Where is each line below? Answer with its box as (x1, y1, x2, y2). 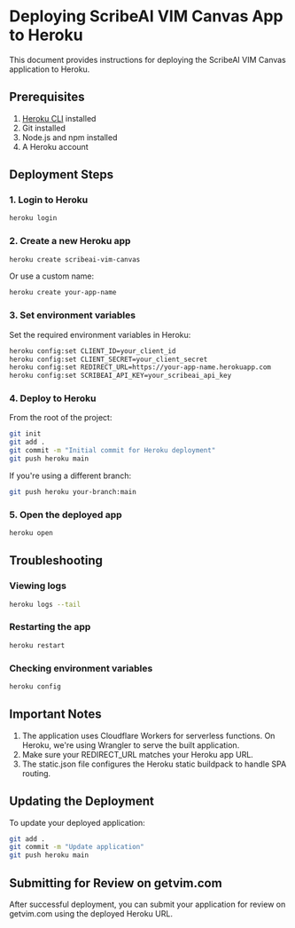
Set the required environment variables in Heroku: (9, 329, 191, 340)
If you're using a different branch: (9, 470, 131, 481)
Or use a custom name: (9, 271, 95, 281)
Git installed (21, 122, 66, 133)
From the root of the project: (9, 413, 113, 423)
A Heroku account (21, 141, 89, 152)
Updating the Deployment (9, 794, 155, 809)
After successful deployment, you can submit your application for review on (9, 899, 286, 909)
